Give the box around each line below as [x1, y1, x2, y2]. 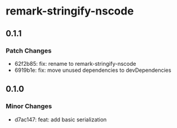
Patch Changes [5, 46, 52, 55]
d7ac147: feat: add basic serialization [14, 116, 107, 123]
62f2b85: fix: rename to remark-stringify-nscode [14, 60, 136, 67]
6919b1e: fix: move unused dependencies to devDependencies [14, 66, 172, 74]
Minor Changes [5, 102, 52, 110]
